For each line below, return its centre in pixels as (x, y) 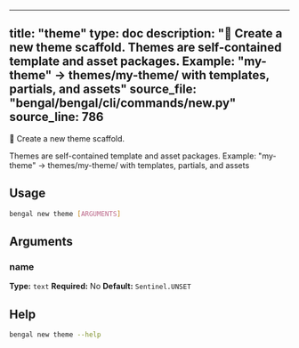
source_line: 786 (57, 117)
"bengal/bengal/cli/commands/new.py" (123, 103)
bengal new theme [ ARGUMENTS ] (65, 214)
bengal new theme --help (55, 335)
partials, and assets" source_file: (103, 89)
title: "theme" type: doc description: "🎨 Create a (146, 33)
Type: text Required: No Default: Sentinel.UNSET (100, 287)
